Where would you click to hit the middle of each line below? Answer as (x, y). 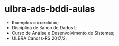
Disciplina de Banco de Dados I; (44, 27)
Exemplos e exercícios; (35, 23)
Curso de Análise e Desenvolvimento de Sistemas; (63, 33)
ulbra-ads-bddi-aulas (50, 9)
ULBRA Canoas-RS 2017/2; (39, 38)
